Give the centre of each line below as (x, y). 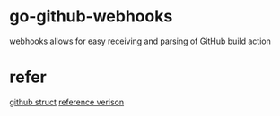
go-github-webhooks (91, 17)
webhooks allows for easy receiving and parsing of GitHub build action (140, 41)
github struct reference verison (66, 102)
